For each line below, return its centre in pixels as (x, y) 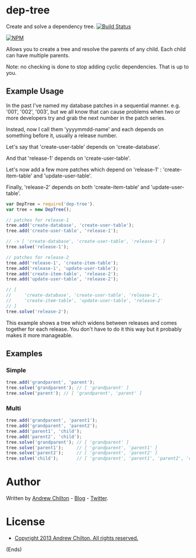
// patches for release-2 (37, 257)
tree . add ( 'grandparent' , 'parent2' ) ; (52, 426)
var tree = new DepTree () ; (39, 209)
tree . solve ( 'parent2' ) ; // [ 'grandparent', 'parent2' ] (82, 453)
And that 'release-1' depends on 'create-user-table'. (69, 158)
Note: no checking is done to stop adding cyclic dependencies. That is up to (97, 66)
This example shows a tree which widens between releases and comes (92, 323)
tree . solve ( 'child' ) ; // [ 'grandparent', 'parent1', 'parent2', (95, 458)
